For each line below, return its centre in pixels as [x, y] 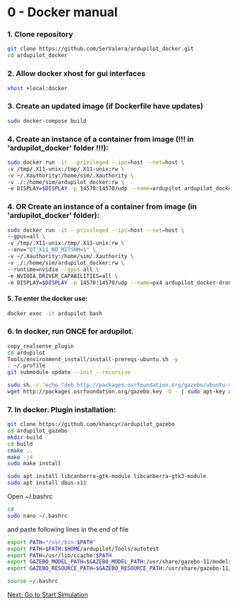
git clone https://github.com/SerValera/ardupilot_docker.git [101, 49]
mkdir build [25, 437]
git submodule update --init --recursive [69, 372]
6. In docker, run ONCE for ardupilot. [71, 331]
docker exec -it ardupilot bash [55, 313]
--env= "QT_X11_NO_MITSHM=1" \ [52, 250]
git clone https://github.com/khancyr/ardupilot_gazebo [91, 424]
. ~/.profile [26, 366]
